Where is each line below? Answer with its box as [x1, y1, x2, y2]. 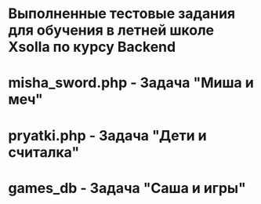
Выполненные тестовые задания [8, 5, 236, 23]
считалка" [8, 143, 80, 161]
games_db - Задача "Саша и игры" [8, 179, 247, 197]
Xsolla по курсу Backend [8, 38, 176, 56]
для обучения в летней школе [8, 21, 214, 39]
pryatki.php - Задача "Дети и [8, 126, 207, 144]
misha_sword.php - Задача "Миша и [8, 74, 255, 92]
